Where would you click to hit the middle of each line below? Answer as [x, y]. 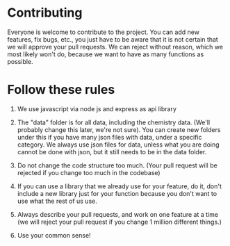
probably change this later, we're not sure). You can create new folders [119, 129]
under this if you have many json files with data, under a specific [109, 137]
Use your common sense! [54, 235]
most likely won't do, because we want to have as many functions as [106, 54]
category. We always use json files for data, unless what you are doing [118, 145]
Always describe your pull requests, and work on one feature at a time [118, 214]
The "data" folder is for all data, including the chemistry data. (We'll [114, 122]
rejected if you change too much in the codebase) [89, 172]
